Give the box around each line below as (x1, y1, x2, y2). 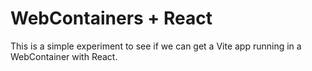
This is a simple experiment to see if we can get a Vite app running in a (10, 40, 302, 52)
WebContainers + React (10, 7, 213, 30)
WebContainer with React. (10, 50, 118, 62)
